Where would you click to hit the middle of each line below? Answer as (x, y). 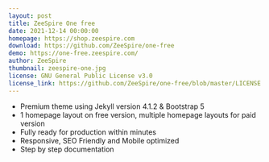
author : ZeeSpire (37, 61)
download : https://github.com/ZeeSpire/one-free (91, 46)
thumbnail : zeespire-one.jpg (57, 69)
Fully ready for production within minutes (88, 132)
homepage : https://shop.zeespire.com (72, 38)
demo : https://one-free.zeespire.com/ (73, 53)
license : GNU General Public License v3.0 (81, 76)
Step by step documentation (67, 149)
